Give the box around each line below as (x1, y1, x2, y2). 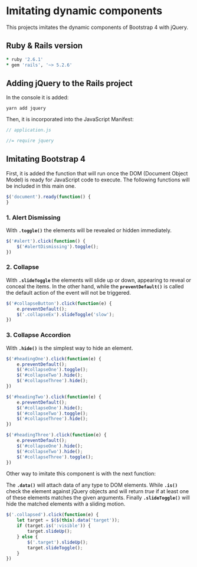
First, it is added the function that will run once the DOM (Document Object (6, 170, 188, 177)
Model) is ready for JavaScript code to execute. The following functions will (6, 176, 190, 183)
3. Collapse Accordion (6, 331, 71, 339)
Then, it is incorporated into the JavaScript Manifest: (6, 116, 134, 123)
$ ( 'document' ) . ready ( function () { (6, 194, 91, 200)
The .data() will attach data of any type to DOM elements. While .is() (6, 481, 178, 488)
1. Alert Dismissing (6, 213, 61, 221)
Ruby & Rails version (6, 41, 83, 51)
